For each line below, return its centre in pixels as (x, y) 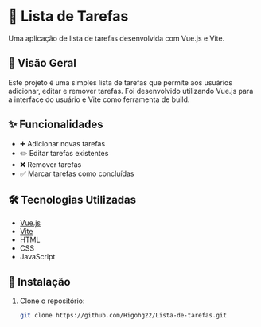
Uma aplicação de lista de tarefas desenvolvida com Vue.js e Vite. (117, 38)
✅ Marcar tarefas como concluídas (77, 173)
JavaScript (37, 257)
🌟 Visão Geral (43, 63)
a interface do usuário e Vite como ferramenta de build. (99, 99)
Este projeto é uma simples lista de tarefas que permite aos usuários (121, 82)
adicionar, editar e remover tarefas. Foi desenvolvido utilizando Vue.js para (131, 91)
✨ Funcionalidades (56, 125)
